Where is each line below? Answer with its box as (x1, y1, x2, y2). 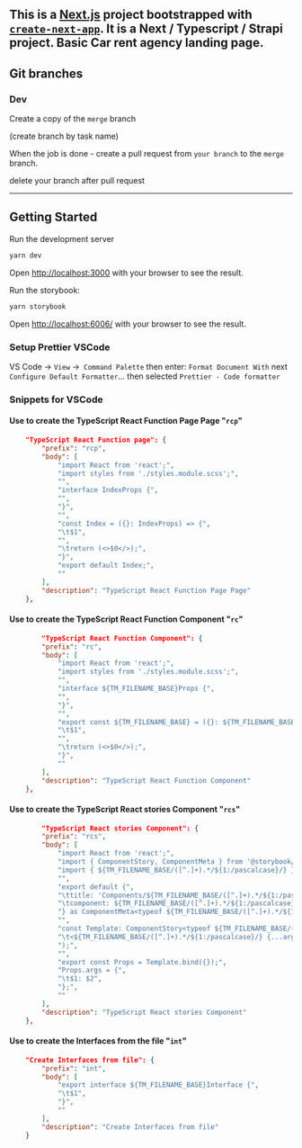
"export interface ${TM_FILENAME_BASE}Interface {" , (57, 1081, 259, 1090)
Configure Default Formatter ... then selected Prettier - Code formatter (9, 371, 280, 381)
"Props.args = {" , (57, 966, 127, 975)
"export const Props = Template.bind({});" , (57, 957, 227, 966)
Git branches (9, 66, 84, 81)
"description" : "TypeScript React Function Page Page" (41, 586, 252, 595)
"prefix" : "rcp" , (41, 444, 106, 453)
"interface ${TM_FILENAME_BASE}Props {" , (57, 684, 216, 694)
